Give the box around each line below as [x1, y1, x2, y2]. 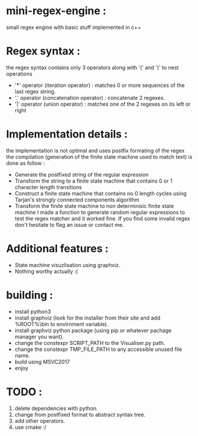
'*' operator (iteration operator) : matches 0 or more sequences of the [14, 82, 185, 89]
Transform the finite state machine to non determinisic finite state [14, 202, 174, 209]
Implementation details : [6, 128, 128, 141]
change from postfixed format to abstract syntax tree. [14, 411, 146, 418]
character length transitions [14, 183, 82, 190]
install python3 [14, 308, 51, 315]
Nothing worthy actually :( [14, 268, 78, 275]
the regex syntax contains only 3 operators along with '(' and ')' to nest [6, 64, 179, 71]
